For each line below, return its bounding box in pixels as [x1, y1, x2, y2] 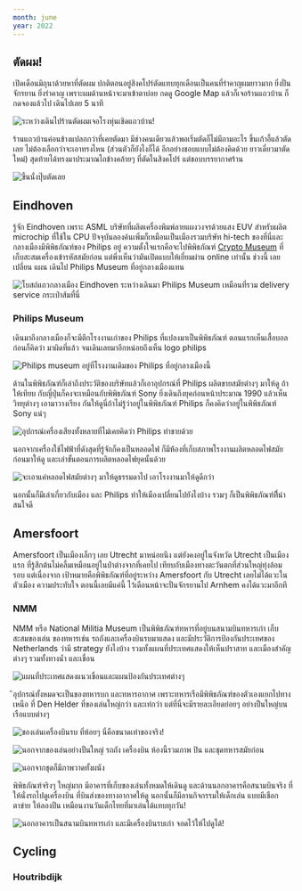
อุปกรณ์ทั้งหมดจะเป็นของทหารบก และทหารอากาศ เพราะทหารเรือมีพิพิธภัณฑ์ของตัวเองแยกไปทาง [12, 688, 291, 699]
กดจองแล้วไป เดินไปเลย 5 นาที [12, 98, 104, 109]
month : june [12, 12, 57, 22]
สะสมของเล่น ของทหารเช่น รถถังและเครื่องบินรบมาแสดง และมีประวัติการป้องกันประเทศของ [12, 633, 275, 643]
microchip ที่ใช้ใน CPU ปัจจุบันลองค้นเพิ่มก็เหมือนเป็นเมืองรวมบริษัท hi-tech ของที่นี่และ [12, 232, 284, 242]
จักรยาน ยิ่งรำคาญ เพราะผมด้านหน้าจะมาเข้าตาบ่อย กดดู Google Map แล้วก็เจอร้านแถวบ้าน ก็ [12, 88, 290, 99]
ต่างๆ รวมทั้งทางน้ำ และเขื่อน [12, 652, 95, 664]
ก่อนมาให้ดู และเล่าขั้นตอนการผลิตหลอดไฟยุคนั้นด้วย [12, 454, 166, 464]
